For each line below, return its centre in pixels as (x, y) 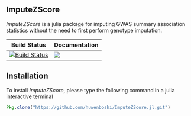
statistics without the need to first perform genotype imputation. (84, 30)
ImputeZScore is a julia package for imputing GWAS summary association (96, 24)
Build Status (28, 45)
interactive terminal (30, 96)
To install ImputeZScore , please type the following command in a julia (91, 90)
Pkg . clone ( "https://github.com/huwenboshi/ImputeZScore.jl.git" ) (88, 107)
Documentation (76, 45)
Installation (27, 76)
